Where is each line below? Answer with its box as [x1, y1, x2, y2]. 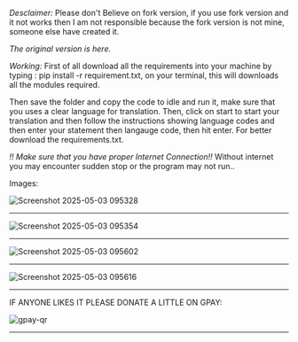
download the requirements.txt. [9, 135, 124, 144]
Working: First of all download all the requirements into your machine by [9, 61, 272, 71]
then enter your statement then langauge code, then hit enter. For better [9, 125, 272, 136]
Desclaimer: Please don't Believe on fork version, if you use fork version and [9, 8, 289, 18]
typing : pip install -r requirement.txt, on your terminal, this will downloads [9, 70, 279, 81]
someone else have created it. [9, 27, 120, 36]
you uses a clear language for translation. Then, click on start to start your [9, 106, 280, 116]
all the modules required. [9, 80, 100, 89]
